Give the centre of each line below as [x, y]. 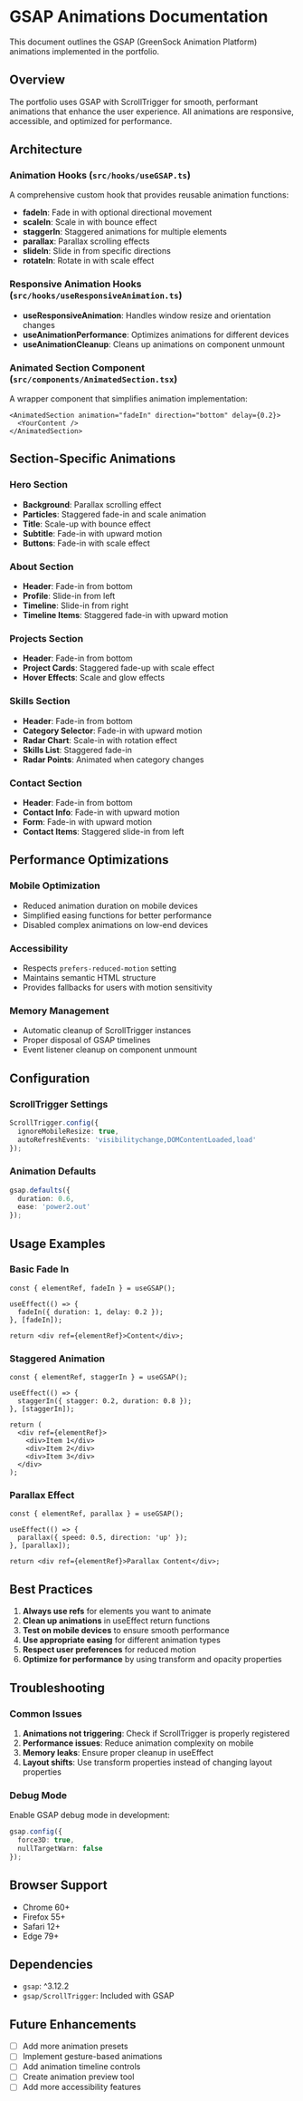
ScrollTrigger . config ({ [54, 1123]
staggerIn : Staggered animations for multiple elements [125, 232]
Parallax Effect [42, 1496]
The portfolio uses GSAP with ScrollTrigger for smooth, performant [134, 102]
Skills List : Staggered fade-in [77, 750]
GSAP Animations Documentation [139, 17]
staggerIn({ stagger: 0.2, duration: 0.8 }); [105, 1401]
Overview [38, 80]
